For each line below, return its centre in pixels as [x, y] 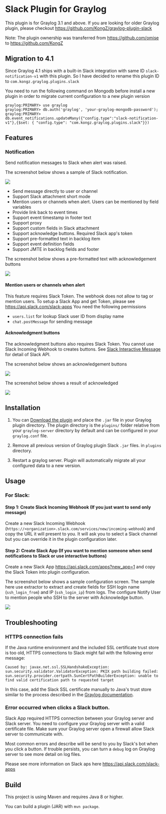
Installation [23, 408]
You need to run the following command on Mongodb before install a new [80, 91]
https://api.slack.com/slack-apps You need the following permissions [76, 306]
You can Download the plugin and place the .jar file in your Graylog [82, 420]
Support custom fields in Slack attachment [56, 228]
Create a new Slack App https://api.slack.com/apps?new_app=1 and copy [80, 567]
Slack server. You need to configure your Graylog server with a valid [75, 724]
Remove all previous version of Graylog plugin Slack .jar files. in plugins [87, 445]
